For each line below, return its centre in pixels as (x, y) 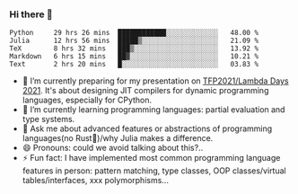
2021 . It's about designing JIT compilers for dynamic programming (145, 91)
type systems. (48, 119)
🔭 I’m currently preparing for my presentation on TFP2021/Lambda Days (155, 81)
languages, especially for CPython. (87, 100)
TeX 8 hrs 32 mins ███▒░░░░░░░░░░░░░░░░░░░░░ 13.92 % (134, 48)
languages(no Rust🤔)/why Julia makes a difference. (118, 138)
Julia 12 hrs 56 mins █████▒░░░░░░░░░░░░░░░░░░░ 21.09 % (134, 41)
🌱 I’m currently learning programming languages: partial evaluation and (153, 110)
